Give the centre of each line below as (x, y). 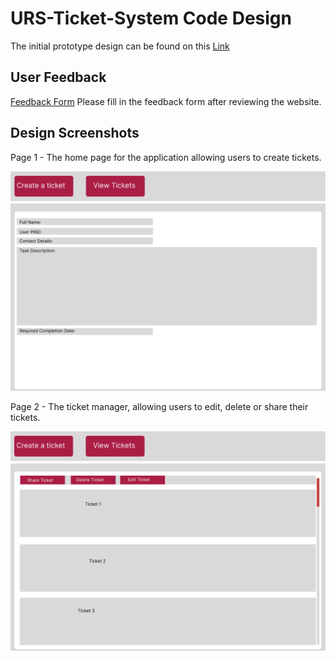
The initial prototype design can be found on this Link (120, 46)
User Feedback (58, 77)
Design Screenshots (75, 133)
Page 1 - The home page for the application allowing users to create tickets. (166, 157)
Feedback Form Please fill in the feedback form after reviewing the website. (166, 101)
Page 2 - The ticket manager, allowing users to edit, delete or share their (159, 406)
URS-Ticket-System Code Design (151, 18)
